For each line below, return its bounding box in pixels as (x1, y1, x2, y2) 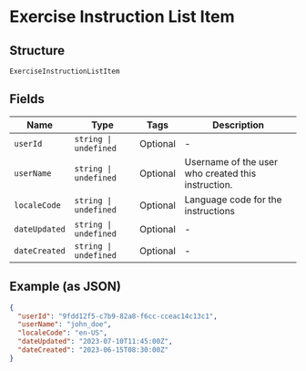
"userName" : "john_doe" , (17, 320, 112, 329)
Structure (9, 43, 66, 58)
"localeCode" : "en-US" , (17, 328, 107, 338)
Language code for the (184, 193, 282, 206)
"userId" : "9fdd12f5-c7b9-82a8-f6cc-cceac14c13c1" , (17, 312, 219, 321)
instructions (184, 204, 235, 217)
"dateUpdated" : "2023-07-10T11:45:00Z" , (17, 337, 173, 346)
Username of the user (184, 155, 278, 168)
